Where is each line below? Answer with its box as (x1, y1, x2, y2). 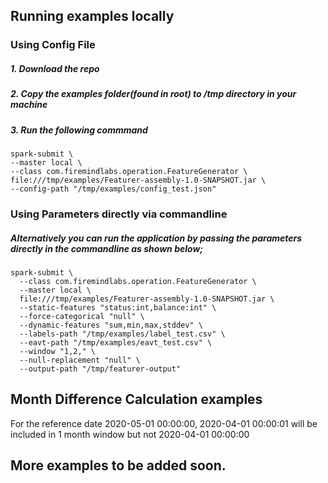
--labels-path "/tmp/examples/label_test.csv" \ (19, 329, 226, 339)
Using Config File (10, 38, 96, 52)
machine (10, 99, 48, 111)
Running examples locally (10, 8, 175, 25)
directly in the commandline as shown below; (10, 242, 204, 254)
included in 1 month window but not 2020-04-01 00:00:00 (10, 428, 250, 440)
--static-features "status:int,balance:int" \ (19, 302, 217, 313)
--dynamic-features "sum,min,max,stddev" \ (19, 320, 203, 330)
